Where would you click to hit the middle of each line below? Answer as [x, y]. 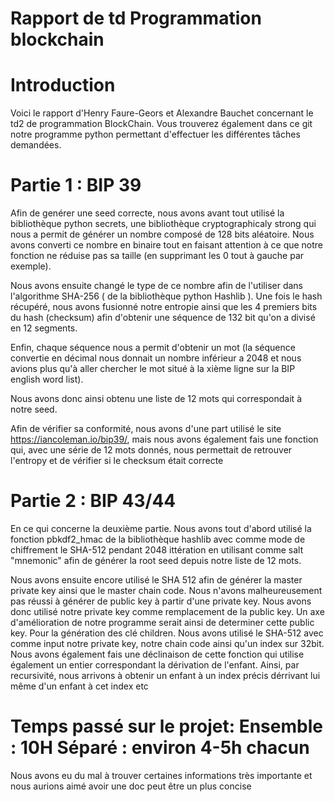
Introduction [63, 85]
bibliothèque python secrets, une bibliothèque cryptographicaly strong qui [163, 224]
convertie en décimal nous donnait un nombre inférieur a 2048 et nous [156, 358]
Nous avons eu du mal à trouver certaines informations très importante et [161, 775]
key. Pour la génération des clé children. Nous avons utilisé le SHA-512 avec [167, 633]
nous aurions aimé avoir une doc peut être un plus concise [131, 786]
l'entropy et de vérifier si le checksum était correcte [117, 461]
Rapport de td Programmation [136, 18]
